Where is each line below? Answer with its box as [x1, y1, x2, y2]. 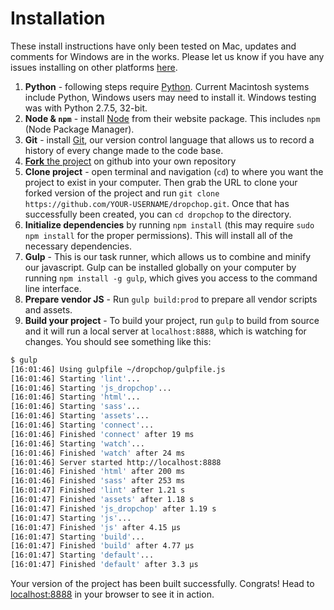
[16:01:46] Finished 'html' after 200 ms [10, 467, 186, 477]
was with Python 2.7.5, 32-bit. [24, 102, 148, 114]
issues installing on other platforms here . [10, 61, 178, 73]
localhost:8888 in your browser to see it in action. [10, 588, 215, 601]
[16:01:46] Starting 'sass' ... [10, 402, 141, 412]
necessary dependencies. [24, 240, 133, 252]
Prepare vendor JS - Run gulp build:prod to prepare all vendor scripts [24, 293, 318, 305]
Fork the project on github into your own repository [24, 155, 237, 167]
